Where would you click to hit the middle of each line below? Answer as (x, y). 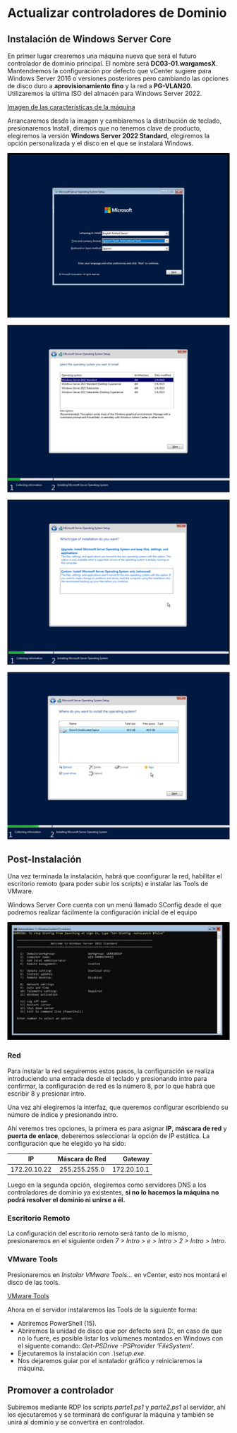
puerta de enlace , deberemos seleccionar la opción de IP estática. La (109, 1136)
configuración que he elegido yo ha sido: (67, 1143)
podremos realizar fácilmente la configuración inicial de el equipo (102, 912)
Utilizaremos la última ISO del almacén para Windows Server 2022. (105, 93)
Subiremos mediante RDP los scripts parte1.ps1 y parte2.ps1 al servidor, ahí (116, 1407)
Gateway (136, 1159)
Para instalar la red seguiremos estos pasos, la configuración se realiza (111, 1071)
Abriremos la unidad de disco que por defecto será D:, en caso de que (120, 1331)
